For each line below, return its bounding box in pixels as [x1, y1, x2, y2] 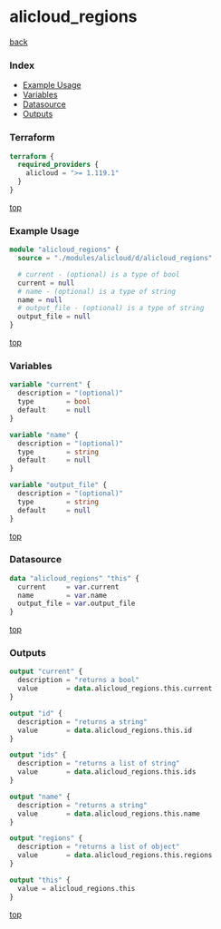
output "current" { [9, 667, 83, 677]
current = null [17, 279, 75, 288]
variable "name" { [9, 430, 79, 439]
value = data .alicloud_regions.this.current [17, 684, 213, 693]
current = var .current [17, 582, 120, 592]
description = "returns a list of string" [17, 759, 180, 768]
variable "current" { [9, 380, 91, 389]
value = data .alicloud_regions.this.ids [17, 768, 197, 777]
